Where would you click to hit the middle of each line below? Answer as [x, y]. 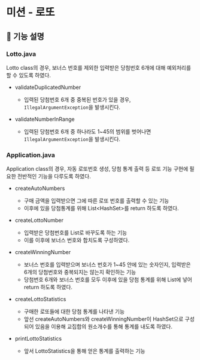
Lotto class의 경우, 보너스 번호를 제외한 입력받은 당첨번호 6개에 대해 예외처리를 [99, 67]
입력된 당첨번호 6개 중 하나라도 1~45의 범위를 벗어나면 [87, 131]
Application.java [31, 155]
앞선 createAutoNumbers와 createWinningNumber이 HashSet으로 [104, 319]
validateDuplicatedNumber [48, 87]
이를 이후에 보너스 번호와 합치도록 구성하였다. [77, 240]
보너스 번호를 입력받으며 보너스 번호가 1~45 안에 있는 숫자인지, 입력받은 [107, 264]
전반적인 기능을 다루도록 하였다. [54, 176]
